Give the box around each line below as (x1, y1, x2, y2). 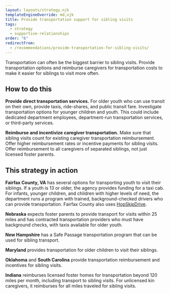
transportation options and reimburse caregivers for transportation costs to (5, 65, 163, 71)
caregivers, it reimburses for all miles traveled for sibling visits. (5, 283, 136, 289)
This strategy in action (5, 166, 78, 174)
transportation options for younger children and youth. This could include (5, 109, 159, 115)
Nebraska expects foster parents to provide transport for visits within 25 (5, 211, 157, 217)
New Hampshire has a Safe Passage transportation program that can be (5, 232, 157, 238)
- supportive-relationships (10, 31, 70, 36)
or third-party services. (5, 120, 54, 126)
